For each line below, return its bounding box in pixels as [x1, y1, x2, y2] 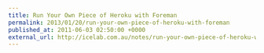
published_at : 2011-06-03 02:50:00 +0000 [8, 26, 146, 34]
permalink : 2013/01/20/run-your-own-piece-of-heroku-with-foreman [8, 19, 230, 26]
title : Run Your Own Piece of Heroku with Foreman [8, 11, 178, 19]
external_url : [8, 33, 55, 41]
